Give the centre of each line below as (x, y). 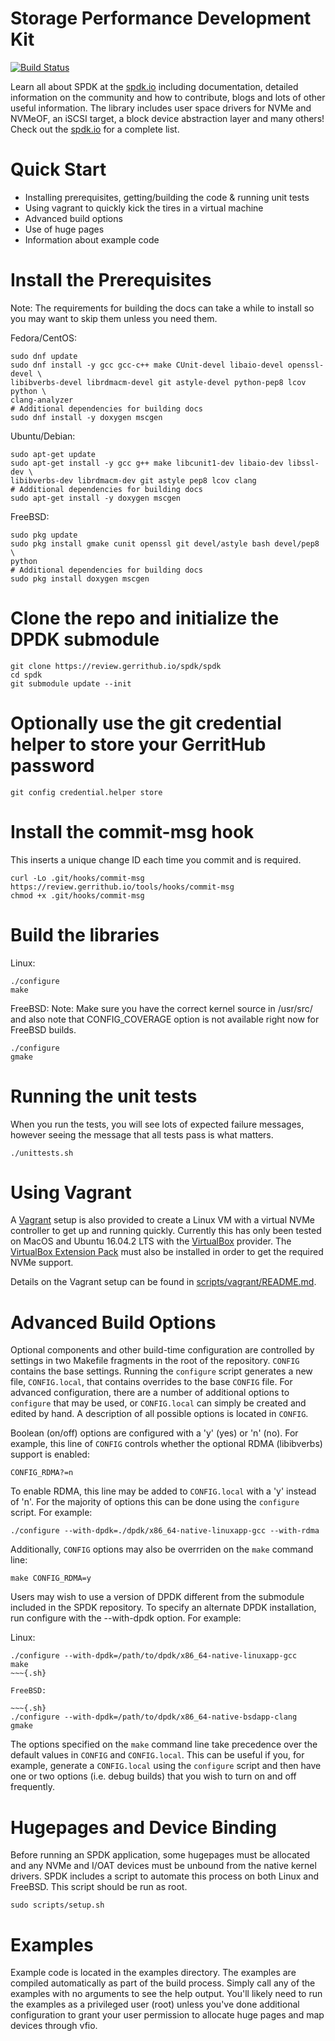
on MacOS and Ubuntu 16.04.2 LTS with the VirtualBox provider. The (151, 1241)
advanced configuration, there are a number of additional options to (150, 1393)
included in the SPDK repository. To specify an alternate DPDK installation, (163, 1608)
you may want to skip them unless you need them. (114, 318)
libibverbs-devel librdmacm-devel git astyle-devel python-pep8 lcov (158, 382)
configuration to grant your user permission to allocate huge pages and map (167, 2015)
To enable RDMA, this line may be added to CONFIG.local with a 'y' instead (163, 1491)
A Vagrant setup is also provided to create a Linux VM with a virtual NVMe (163, 1220)
